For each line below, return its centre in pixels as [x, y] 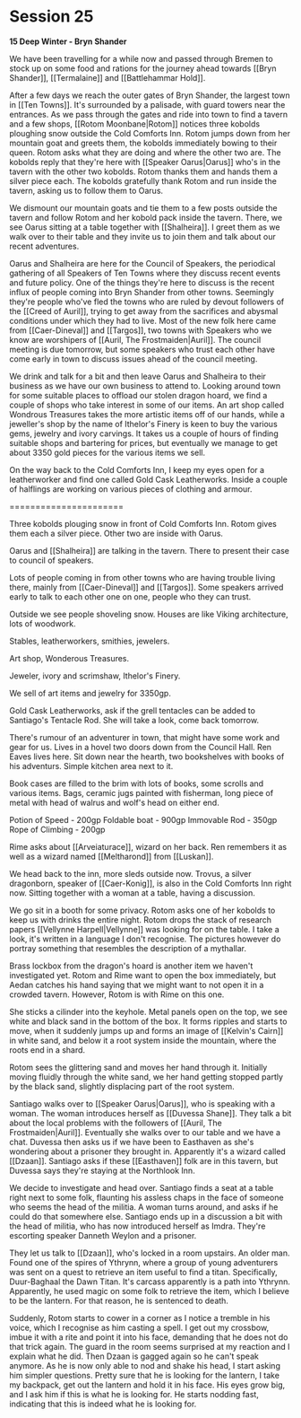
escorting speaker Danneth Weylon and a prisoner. [103, 1235]
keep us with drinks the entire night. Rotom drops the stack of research [140, 919]
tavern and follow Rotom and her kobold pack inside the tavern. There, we [146, 217]
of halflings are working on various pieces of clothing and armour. [131, 489]
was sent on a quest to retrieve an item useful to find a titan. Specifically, [143, 1272]
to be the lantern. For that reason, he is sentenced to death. [119, 1300]
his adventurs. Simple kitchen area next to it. [91, 766]
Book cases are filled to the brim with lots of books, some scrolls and [137, 783]
